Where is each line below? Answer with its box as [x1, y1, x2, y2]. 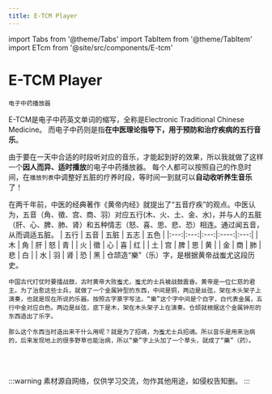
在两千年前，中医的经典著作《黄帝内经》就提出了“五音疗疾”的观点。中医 [8, 199, 249, 209]
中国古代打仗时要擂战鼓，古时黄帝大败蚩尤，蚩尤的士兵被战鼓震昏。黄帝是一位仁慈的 [8, 277, 249, 286]
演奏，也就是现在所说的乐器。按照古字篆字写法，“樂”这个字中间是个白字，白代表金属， [8, 294, 257, 303]
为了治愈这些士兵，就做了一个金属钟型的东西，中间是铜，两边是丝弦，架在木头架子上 [19, 286, 261, 294]
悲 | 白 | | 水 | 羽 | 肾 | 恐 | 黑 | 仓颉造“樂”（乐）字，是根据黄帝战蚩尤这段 [8, 250, 249, 260]
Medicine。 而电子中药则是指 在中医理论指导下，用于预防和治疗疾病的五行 [8, 125, 254, 134]
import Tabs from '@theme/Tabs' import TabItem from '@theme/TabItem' [8, 34, 253, 44]
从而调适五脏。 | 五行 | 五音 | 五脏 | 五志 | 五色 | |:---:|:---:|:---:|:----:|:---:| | [8, 230, 259, 239]
